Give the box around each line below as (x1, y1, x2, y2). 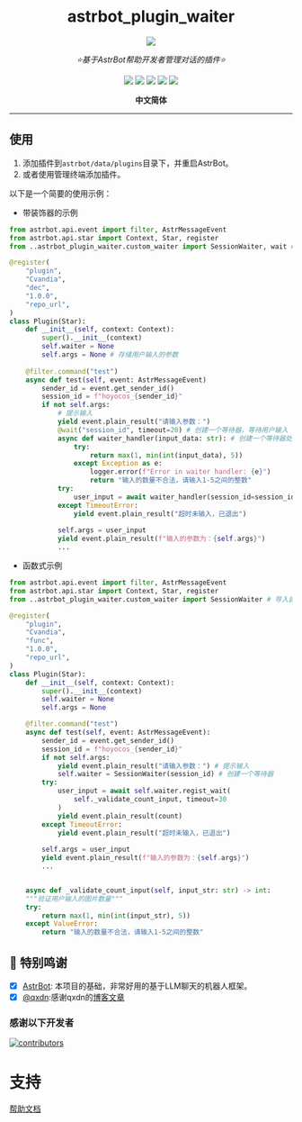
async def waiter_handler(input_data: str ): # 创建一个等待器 (57, 434, 286, 443)
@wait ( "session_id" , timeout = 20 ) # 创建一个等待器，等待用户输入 (57, 425, 289, 434)
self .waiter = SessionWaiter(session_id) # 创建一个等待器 (57, 770, 274, 779)
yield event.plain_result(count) (57, 811, 182, 820)
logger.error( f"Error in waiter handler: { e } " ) (89, 467, 271, 476)
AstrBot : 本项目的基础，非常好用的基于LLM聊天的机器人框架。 (22, 980, 253, 991)
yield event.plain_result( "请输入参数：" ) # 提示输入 (57, 761, 250, 771)
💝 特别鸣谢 (9, 955, 67, 970)
